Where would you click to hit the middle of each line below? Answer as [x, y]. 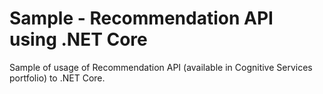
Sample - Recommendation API [141, 18]
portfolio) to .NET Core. [57, 78]
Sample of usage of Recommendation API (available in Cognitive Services [161, 67]
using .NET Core [78, 39]
